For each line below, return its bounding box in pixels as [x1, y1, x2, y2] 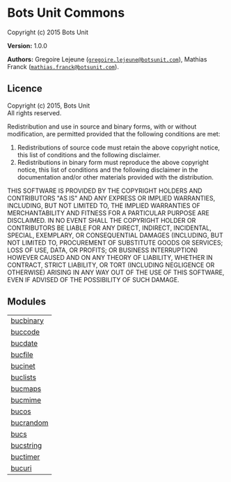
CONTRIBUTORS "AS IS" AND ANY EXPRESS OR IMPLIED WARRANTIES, [7, 193, 216, 202]
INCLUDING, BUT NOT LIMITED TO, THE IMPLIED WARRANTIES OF [7, 201, 200, 210]
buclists [10, 372, 37, 382]
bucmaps [10, 384, 42, 393]
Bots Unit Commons [7, 5, 125, 21]
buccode [10, 327, 40, 337]
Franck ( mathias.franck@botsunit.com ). [7, 62, 120, 71]
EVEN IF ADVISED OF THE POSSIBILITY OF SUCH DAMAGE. [7, 275, 180, 284]
